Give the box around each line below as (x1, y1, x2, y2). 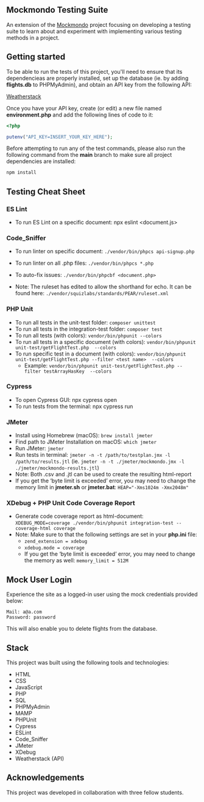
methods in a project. (6, 34, 60, 41)
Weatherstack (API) (15, 755, 65, 762)
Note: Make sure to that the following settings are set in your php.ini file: (15, 531, 197, 539)
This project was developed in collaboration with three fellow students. (6, 789, 184, 796)
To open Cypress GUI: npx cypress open (15, 396, 118, 403)
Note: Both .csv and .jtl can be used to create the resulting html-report (15, 471, 192, 478)
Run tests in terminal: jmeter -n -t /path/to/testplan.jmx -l (15, 451, 171, 459)
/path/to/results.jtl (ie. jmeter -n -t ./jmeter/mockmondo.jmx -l (15, 457, 185, 465)
